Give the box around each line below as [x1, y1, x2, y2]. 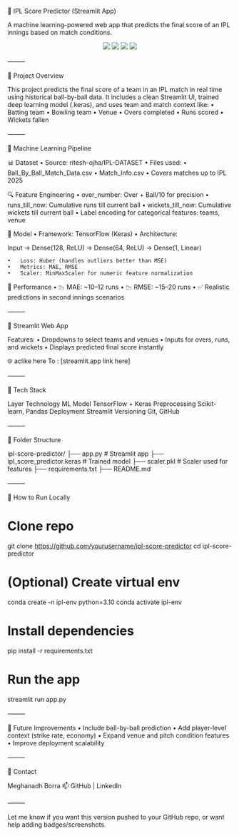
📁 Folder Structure [7, 436, 61, 444]
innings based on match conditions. [7, 29, 113, 36]
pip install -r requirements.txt [7, 646, 93, 655]
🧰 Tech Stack [7, 386, 46, 394]
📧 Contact [7, 767, 37, 775]
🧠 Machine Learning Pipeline [7, 144, 91, 153]
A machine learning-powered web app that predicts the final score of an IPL [7, 21, 230, 29]
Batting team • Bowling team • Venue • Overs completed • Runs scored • [7, 108, 224, 116]
